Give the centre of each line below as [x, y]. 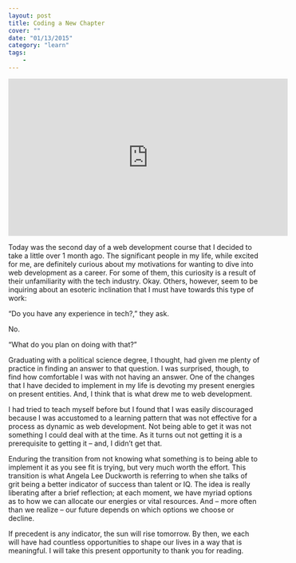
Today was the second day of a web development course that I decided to [130, 247]
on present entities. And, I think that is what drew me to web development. [130, 394]
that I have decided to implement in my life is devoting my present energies [132, 385]
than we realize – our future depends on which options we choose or [121, 509]
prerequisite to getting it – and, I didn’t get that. [85, 443]
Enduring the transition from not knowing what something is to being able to [133, 458]
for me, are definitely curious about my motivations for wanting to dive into [131, 264]
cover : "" [25, 30]
